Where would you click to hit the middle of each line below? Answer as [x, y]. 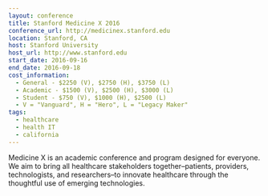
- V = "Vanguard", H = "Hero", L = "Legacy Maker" [102, 105]
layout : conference [41, 16]
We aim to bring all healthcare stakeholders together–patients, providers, [129, 166]
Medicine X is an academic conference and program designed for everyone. [134, 158]
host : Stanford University [53, 46]
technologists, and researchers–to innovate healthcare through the [118, 174]
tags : [17, 113]
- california [37, 134]
